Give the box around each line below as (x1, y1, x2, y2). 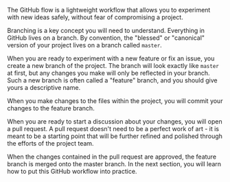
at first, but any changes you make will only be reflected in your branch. (7, 69, 211, 77)
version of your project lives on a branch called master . (7, 41, 163, 49)
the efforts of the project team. (7, 139, 94, 147)
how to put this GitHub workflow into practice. (7, 168, 137, 175)
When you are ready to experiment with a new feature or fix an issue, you (7, 54, 215, 62)
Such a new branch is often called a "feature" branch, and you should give (7, 76, 218, 84)
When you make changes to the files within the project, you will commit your (7, 97, 223, 105)
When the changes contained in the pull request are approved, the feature (7, 152, 217, 161)
